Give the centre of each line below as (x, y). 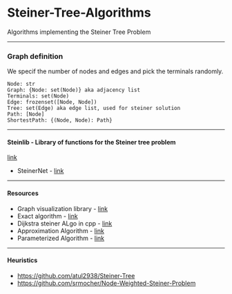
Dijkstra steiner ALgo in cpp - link (65, 223)
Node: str (21, 84)
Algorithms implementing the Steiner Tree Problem (79, 32)
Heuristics (22, 260)
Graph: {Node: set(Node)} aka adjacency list (74, 90)
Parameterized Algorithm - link (61, 238)
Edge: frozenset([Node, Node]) (52, 102)
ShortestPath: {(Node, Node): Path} (60, 120)
